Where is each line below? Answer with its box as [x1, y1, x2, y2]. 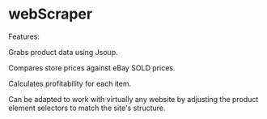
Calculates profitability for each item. [8, 79, 132, 88]
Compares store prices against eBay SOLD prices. [8, 62, 176, 73]
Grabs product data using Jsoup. [8, 47, 119, 57]
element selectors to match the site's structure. [8, 103, 166, 113]
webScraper [8, 5, 93, 23]
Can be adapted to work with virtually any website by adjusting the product [8, 94, 259, 104]
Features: [8, 32, 40, 41]
